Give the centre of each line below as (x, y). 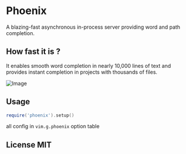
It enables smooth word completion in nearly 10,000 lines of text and (89, 66)
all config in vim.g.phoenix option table (53, 126)
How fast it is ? (33, 52)
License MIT (29, 145)
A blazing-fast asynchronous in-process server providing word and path (93, 27)
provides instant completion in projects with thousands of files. (82, 72)
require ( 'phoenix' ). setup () (40, 115)
